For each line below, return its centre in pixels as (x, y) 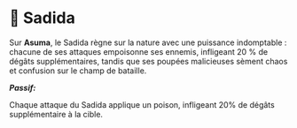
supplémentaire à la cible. (56, 114)
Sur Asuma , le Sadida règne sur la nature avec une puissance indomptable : (148, 42)
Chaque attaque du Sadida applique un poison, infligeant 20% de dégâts (142, 104)
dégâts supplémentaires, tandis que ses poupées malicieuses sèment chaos (148, 61)
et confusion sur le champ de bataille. (78, 71)
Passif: (23, 87)
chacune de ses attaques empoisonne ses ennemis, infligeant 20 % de (139, 51)
